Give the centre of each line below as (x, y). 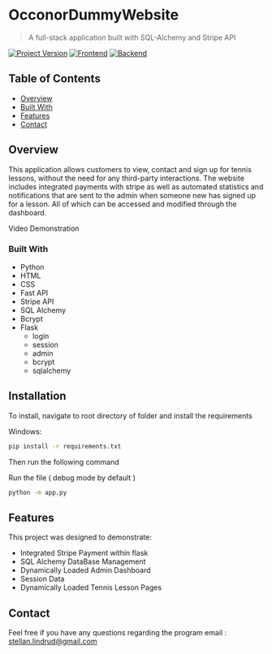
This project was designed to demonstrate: (80, 537)
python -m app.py (38, 492)
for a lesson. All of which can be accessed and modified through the (123, 204)
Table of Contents (55, 79)
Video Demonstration (44, 228)
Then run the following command (64, 461)
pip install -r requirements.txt (65, 446)
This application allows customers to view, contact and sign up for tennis (130, 169)
